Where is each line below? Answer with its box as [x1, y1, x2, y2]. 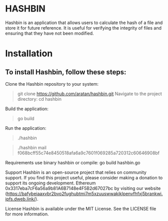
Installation [5, 48, 53, 59]
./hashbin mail [17, 144, 46, 150]
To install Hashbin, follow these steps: [5, 68, 126, 76]
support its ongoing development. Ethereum [5, 180, 96, 186]
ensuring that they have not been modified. [5, 30, 94, 36]
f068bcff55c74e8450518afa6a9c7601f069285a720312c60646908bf [17, 150, 160, 156]
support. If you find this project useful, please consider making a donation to [5, 174, 163, 180]
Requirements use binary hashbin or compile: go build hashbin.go [5, 159, 140, 165]
